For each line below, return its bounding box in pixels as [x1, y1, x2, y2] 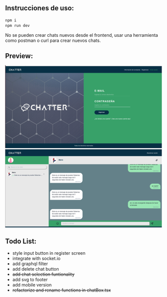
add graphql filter [12, 261, 48, 267]
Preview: [5, 52, 33, 60]
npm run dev [5, 23, 30, 28]
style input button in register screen [12, 250, 85, 256]
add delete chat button [12, 266, 59, 272]
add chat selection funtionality [12, 271, 75, 278]
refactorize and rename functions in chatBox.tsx [12, 287, 111, 293]
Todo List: [5, 237, 37, 246]
